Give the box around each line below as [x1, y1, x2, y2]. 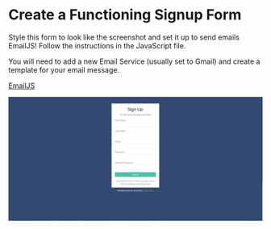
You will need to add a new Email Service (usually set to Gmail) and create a [8, 56, 261, 66]
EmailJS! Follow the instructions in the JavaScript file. [8, 40, 186, 50]
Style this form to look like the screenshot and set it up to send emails [8, 32, 240, 42]
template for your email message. [8, 65, 119, 74]
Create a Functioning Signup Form [8, 6, 242, 24]
